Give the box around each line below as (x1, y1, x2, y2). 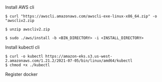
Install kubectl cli (5, 44, 40, 50)
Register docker (5, 72, 38, 77)
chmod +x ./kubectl (9, 63, 50, 68)
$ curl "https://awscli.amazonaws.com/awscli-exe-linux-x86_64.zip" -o (5, 14, 157, 19)
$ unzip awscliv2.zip (5, 27, 50, 32)
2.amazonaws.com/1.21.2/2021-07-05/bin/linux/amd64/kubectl (5, 58, 133, 63)
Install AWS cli (5, 4, 35, 10)
